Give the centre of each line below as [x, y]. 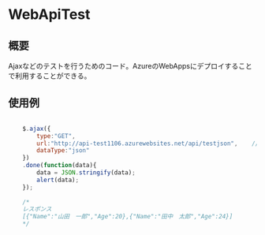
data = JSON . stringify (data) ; [86, 173]
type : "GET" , [56, 136]
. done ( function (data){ [60, 166]
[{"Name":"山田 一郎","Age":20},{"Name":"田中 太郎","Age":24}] [128, 217]
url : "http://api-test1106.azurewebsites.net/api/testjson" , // [148, 144]
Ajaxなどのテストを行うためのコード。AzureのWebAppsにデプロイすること [130, 66]
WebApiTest [49, 15]
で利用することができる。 [50, 76]
